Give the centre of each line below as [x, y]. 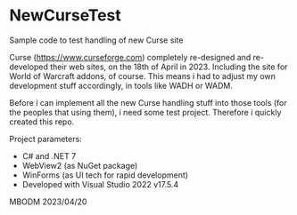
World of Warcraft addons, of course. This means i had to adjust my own [143, 76]
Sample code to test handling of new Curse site [96, 40]
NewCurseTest [66, 16]
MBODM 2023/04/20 [48, 202]
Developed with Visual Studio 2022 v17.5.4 [100, 184]
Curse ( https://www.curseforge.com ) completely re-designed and [130, 57]
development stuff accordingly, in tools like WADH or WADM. [121, 85]
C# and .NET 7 [49, 155]
